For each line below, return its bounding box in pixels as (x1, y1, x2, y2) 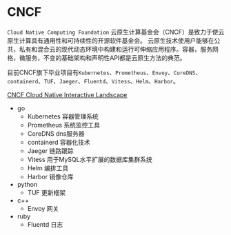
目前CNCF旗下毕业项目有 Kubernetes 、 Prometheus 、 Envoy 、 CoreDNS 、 (7, 68, 202, 76)
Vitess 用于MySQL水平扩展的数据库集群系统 (27, 155, 153, 163)
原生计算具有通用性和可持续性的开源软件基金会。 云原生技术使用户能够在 (7, 36, 214, 45)
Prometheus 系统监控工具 (27, 121, 101, 129)
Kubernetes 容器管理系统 (27, 112, 99, 121)
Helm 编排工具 (27, 163, 69, 172)
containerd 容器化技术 (27, 138, 91, 146)
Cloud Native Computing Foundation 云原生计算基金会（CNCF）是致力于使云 (7, 28, 225, 36)
